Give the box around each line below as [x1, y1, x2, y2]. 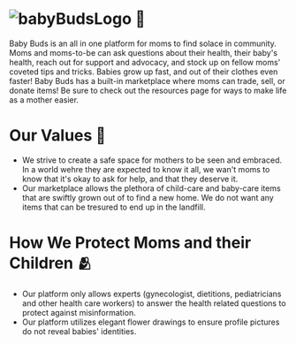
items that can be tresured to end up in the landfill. [21, 202, 206, 212]
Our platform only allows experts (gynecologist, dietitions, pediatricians [21, 288, 282, 299]
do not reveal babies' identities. [21, 325, 137, 336]
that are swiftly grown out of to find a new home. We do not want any [21, 192, 274, 203]
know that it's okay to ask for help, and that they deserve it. [21, 173, 239, 184]
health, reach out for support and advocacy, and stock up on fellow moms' [9, 57, 281, 67]
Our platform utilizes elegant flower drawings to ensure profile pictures [21, 317, 280, 327]
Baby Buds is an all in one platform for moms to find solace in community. [9, 38, 277, 49]
